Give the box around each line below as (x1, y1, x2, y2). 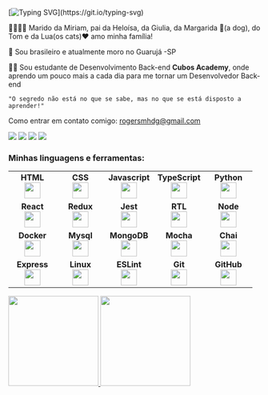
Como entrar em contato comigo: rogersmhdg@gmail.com (8, 116, 202, 126)
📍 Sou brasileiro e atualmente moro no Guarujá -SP (8, 47, 177, 56)
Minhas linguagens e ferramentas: (8, 152, 146, 163)
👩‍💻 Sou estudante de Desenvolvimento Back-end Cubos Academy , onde (8, 62, 250, 72)
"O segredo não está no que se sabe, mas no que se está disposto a (8, 95, 242, 103)
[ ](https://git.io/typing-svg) (8, 8, 144, 17)
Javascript (108, 172, 150, 183)
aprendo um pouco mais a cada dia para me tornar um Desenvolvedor (8, 71, 240, 80)
